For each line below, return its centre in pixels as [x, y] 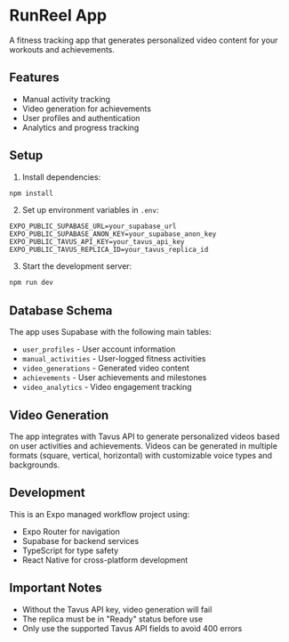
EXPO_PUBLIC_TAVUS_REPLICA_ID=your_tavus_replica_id [109, 250]
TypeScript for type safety [70, 550]
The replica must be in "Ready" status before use [112, 619]
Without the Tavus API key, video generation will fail [117, 609]
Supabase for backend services [80, 540]
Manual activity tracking [66, 99]
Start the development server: [77, 266]
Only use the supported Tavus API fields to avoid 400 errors [132, 628]
